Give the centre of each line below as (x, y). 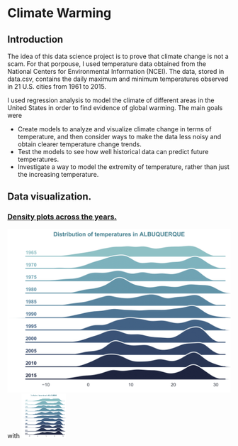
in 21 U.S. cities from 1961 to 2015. (57, 86)
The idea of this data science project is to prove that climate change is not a (118, 56)
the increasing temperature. (58, 174)
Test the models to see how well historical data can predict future (113, 152)
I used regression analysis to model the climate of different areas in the (111, 100)
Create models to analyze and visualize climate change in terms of (114, 129)
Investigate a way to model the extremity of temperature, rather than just (123, 167)
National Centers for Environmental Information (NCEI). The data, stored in (116, 71)
